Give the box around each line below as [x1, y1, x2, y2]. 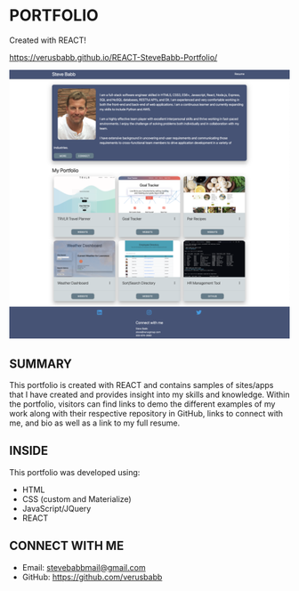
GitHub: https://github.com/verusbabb [21, 571, 163, 582]
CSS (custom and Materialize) [21, 493, 132, 504]
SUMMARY [9, 356, 73, 371]
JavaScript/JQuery [21, 503, 92, 514]
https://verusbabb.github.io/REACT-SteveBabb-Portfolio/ [9, 52, 218, 62]
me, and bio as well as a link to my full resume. [9, 417, 181, 428]
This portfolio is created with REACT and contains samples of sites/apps [9, 380, 274, 391]
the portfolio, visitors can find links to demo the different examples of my [9, 399, 276, 409]
